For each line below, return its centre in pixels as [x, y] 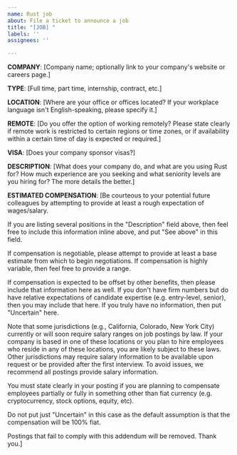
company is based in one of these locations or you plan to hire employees [116, 342]
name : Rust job [30, 14]
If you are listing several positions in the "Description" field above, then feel [118, 225]
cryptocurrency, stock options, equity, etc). [70, 401]
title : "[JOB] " [31, 27]
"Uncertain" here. [33, 313]
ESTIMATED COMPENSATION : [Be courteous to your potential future [109, 195]
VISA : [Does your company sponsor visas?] [72, 153]
